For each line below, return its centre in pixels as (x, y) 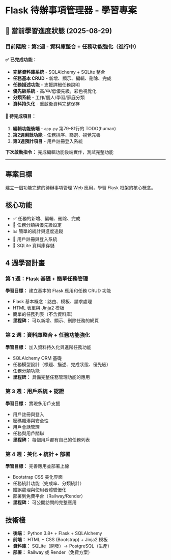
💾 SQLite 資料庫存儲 (34, 245)
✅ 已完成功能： (21, 60)
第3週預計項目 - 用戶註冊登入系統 (48, 141)
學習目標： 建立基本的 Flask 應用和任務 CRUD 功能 (58, 291)
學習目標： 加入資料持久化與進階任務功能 (48, 347)
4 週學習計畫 (25, 263)
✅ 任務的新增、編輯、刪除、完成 (46, 218)
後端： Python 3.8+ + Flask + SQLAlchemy (58, 533)
